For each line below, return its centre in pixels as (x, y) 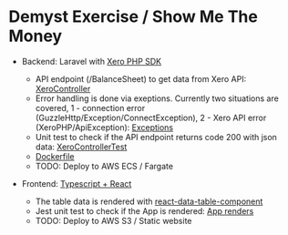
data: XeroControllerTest (81, 147)
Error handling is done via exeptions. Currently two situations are (157, 98)
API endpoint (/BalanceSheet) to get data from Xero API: (141, 78)
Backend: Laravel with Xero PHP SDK (92, 61)
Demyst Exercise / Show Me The (134, 17)
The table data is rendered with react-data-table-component (149, 201)
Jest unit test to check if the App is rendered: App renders (144, 210)
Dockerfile (55, 156)
